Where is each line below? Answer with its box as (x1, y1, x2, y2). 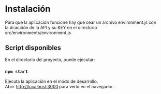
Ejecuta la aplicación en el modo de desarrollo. (5, 78, 98, 84)
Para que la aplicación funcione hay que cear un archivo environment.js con (5, 19, 157, 25)
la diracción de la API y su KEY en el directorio (5, 24, 98, 30)
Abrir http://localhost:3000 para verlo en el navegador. (5, 84, 114, 90)
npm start (5, 69, 28, 74)
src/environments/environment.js (5, 30, 71, 35)
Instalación (5, 3, 51, 15)
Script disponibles (5, 44, 61, 52)
